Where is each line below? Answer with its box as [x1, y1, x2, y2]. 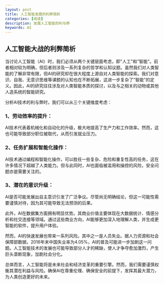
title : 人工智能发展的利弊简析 [5, 12, 61, 17]
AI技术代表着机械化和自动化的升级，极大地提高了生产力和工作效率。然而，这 [5, 125, 159, 131]
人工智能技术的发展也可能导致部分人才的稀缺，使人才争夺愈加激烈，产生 [13, 245, 159, 251]
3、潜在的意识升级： [5, 182, 54, 188]
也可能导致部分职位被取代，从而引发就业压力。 [5, 131, 99, 137]
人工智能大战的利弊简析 [5, 44, 76, 53]
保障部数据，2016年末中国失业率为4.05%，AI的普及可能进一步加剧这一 [5, 239, 148, 244]
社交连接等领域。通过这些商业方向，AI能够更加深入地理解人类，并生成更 [13, 216, 159, 222]
